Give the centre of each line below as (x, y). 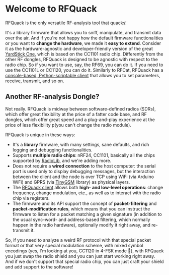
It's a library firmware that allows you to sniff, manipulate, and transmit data (83, 32)
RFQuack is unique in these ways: (40, 135)
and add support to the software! (39, 267)
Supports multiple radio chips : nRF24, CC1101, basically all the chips (84, 155)
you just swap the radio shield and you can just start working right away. (80, 256)
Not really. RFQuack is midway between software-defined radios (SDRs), (80, 108)
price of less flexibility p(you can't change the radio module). (68, 125)
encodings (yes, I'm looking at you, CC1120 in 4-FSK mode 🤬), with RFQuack (84, 251)
